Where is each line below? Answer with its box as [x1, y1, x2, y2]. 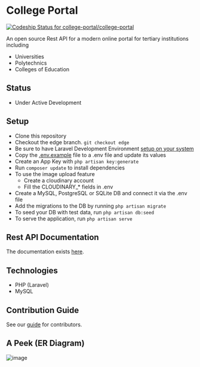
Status [6, 83, 32, 93]
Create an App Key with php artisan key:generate [14, 157, 139, 165]
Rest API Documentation [6, 232, 100, 242]
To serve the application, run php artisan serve [14, 215, 133, 222]
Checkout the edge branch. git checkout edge [14, 138, 130, 145]
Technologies [6, 265, 59, 275]
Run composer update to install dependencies [14, 164, 125, 171]
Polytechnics [14, 59, 47, 66]
